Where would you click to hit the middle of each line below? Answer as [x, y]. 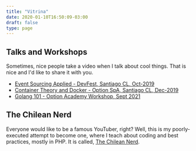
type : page [19, 28]
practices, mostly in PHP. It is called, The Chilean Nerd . [73, 142]
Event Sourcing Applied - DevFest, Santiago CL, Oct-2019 [84, 84]
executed [17, 135]
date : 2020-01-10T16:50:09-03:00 [47, 17]
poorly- [181, 129]
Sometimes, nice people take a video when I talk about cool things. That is [96, 66]
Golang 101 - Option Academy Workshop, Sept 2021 [77, 96]
